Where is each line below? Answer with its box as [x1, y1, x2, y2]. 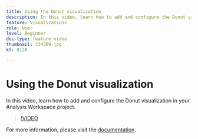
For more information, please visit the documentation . [6, 126, 137, 133]
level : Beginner [6, 31, 46, 37]
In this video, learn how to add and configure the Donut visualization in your [6, 97, 190, 104]
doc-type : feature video [6, 36, 67, 42]
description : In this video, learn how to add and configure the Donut [6, 14, 186, 20]
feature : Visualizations [6, 19, 67, 25]
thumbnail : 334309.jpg [6, 42, 62, 48]
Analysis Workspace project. [6, 103, 76, 110]
